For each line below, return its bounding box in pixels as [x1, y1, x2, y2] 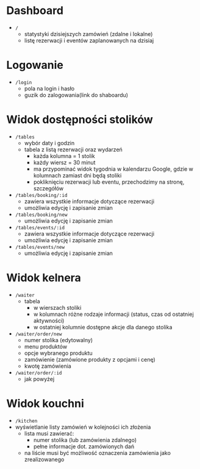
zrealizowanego [24, 456, 65, 463]
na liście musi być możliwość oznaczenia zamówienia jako [24, 449, 171, 456]
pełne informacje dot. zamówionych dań [33, 443, 135, 450]
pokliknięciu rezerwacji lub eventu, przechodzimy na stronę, [33, 178, 185, 185]
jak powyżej [24, 375, 55, 382]
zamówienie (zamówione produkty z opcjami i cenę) [24, 356, 155, 363]
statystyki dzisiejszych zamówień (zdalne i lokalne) [24, 30, 153, 37]
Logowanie [6, 59, 64, 72]
